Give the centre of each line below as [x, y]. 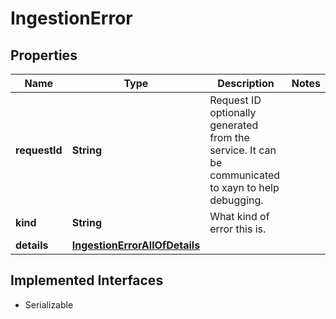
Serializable [49, 304]
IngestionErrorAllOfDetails [136, 245]
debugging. [236, 200]
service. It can [243, 150]
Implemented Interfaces [87, 280]
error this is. [238, 229]
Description [246, 83]
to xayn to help [244, 187]
